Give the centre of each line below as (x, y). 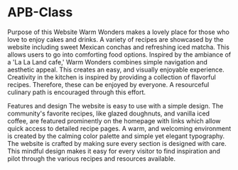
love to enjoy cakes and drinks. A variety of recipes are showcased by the (115, 39)
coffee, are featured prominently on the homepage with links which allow (114, 120)
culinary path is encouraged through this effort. (77, 92)
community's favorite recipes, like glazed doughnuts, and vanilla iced (109, 113)
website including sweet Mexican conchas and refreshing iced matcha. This (118, 47)
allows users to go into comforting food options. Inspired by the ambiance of (119, 55)
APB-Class (40, 12)
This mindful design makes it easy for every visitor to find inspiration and (114, 151)
